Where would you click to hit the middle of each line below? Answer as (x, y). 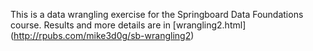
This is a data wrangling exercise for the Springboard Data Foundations (157, 14)
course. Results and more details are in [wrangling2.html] (128, 25)
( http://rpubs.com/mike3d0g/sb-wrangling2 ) (102, 35)
